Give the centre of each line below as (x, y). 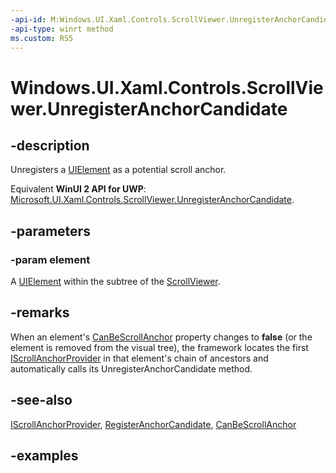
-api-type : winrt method (62, 29)
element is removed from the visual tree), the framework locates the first (159, 347)
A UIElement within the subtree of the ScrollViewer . (115, 282)
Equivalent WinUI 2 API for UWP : (78, 189)
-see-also (41, 400)
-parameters (50, 231)
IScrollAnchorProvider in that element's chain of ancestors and (139, 358)
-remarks (40, 312)
